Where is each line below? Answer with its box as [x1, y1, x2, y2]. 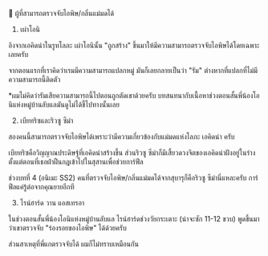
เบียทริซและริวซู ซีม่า [19, 116, 74, 125]
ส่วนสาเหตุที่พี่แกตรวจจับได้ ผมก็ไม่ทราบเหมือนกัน [8, 239, 139, 249]
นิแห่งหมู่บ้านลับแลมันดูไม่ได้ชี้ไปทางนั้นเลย [8, 100, 120, 109]
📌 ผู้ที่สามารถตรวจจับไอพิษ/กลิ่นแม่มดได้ [8, 9, 115, 18]
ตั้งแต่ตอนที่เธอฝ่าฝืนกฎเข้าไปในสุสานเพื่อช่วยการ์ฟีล [8, 157, 144, 166]
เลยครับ [8, 50, 29, 59]
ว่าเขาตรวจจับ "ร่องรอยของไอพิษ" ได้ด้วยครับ [8, 223, 127, 233]
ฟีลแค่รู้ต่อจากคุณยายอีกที [8, 182, 75, 191]
